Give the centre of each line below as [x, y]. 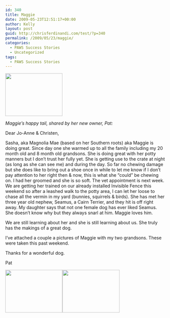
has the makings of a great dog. [39, 228]
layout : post [19, 29]
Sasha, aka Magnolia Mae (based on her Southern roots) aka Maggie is [79, 143]
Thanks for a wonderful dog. [35, 253]
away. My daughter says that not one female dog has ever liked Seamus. [81, 208]
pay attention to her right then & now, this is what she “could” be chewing [82, 175]
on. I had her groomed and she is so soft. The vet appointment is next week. [85, 181]
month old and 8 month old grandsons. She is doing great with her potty [81, 154]
